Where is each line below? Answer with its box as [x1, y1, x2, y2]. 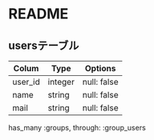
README [8, 5, 69, 23]
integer [47, 77, 75, 87]
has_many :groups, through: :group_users [8, 123, 146, 132]
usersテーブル [8, 38, 79, 52]
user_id [12, 77, 40, 87]
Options [84, 63, 116, 74]
